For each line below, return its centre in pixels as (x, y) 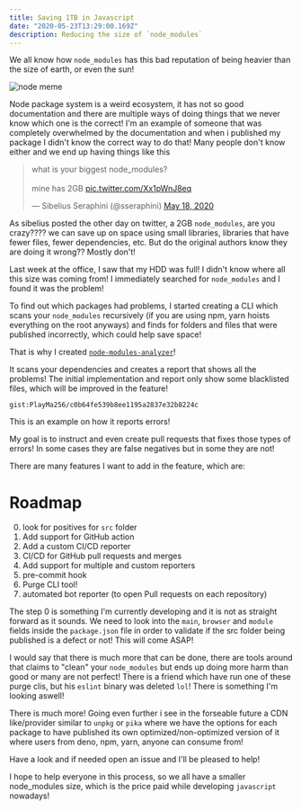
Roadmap (46, 502)
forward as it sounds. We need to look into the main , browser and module (142, 621)
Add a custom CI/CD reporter (76, 547)
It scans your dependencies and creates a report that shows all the (133, 369)
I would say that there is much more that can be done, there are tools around (151, 658)
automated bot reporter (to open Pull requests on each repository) (145, 594)
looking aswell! (37, 696)
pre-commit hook (54, 575)
